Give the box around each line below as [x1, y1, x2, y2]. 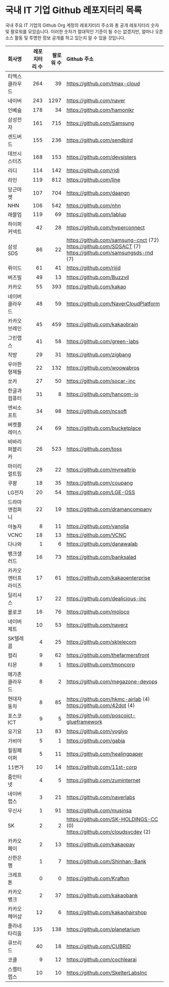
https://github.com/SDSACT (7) [66, 242, 141, 250]
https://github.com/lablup [66, 211, 127, 218]
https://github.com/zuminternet [66, 777, 141, 784]
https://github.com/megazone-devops [66, 678, 157, 685]
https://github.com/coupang [66, 479, 133, 486]
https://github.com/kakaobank [66, 891, 138, 898]
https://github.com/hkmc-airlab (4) [66, 695, 150, 702]
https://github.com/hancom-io [66, 390, 139, 397]
